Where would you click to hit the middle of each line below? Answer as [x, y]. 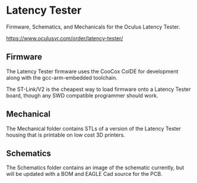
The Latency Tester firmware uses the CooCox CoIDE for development [92, 71]
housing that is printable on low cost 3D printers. [66, 135]
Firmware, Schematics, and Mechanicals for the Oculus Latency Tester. [93, 27]
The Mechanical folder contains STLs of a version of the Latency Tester [93, 128]
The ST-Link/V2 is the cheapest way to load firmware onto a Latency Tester [99, 89]
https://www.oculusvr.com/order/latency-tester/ [65, 38]
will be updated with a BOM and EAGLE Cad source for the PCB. [84, 174]
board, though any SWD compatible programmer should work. [82, 95]
